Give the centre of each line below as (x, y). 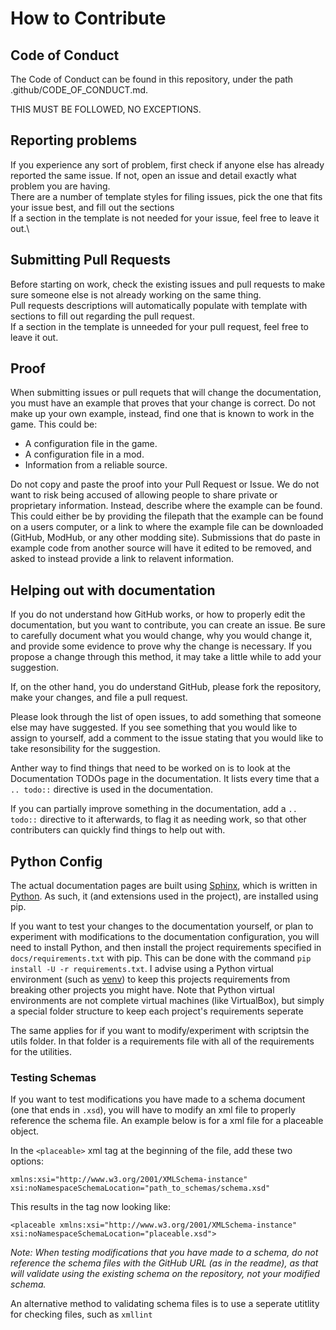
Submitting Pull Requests (91, 260)
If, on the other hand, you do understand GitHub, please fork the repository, (166, 687)
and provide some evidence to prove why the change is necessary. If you (161, 646)
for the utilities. (41, 1052)
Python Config (56, 861)
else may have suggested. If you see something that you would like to (154, 728)
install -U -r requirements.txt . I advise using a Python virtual (142, 969)
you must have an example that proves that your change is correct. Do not (163, 403)
